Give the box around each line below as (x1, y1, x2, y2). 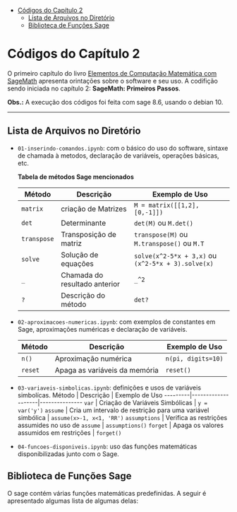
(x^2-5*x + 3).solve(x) (133, 260, 214, 267)
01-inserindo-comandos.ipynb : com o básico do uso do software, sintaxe (17, 144, 229, 152)
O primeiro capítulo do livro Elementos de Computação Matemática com (7, 69, 217, 77)
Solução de (61, 250, 99, 260)
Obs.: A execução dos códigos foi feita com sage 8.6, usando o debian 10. (7, 98, 224, 106)
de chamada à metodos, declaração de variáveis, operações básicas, (17, 151, 220, 160)
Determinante (61, 218, 107, 228)
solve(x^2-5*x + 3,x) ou (133, 250, 217, 260)
